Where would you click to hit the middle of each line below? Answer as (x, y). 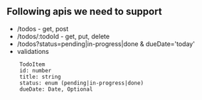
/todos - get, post (43, 28)
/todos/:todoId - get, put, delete (63, 36)
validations (33, 51)
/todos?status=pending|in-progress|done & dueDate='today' (106, 44)
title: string (40, 77)
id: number (36, 70)
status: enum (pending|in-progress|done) (81, 83)
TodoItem (32, 64)
